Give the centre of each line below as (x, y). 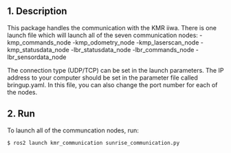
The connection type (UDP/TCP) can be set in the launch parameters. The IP (115, 70)
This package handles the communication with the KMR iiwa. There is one (112, 27)
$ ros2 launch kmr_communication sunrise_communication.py (93, 143)
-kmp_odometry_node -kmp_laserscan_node (136, 42)
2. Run (21, 114)
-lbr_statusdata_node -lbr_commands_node (133, 49)
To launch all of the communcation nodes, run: (73, 130)
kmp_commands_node (39, 42)
